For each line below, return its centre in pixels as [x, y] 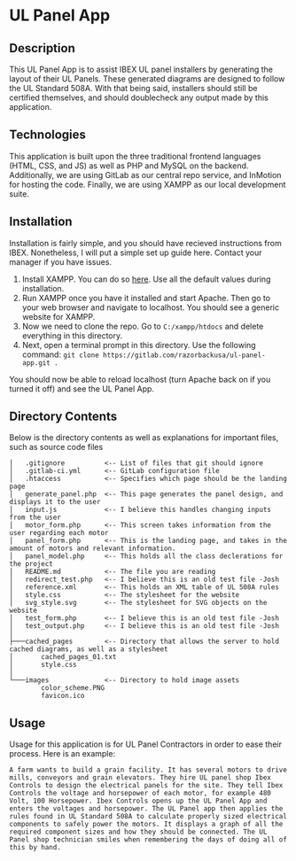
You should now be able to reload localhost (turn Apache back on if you [140, 379]
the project [31, 564]
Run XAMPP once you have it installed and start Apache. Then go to [146, 298]
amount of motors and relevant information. [93, 549]
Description [42, 48]
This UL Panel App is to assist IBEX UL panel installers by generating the [141, 69]
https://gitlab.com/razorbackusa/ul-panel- [184, 355]
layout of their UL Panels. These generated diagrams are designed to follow [147, 79]
